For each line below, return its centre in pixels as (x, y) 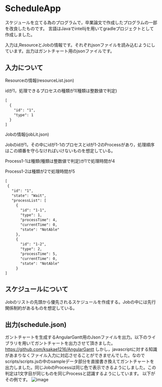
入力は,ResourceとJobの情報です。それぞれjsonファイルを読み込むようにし (80, 45)
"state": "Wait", (29, 195)
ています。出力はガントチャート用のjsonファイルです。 (60, 51)
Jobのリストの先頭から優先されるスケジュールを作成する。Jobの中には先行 (81, 302)
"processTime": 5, (39, 254)
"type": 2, (31, 249)
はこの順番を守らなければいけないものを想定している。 (60, 150)
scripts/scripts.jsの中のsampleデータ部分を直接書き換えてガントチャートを (80, 361)
